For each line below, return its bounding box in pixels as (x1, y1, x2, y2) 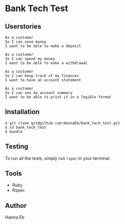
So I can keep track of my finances (5, 73, 79, 78)
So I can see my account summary (5, 90, 73, 95)
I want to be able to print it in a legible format (5, 95, 111, 100)
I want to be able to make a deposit (5, 44, 81, 49)
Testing (5, 142, 29, 151)
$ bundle (5, 129, 23, 134)
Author (5, 201, 27, 209)
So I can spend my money (5, 56, 55, 61)
